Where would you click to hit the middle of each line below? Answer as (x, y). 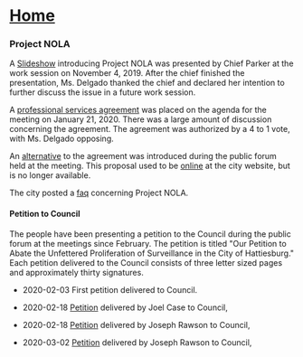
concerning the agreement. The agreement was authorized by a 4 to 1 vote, (150, 129)
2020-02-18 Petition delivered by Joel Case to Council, (125, 307)
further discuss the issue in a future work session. (103, 92)
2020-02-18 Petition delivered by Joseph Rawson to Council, (136, 324)
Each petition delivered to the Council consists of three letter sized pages (146, 262)
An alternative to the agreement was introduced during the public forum (143, 156)
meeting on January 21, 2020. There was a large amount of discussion (141, 119)
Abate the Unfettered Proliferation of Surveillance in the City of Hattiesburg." (152, 253)
